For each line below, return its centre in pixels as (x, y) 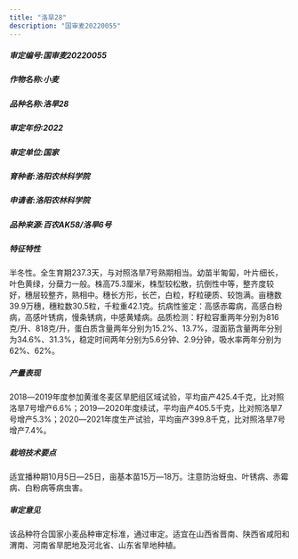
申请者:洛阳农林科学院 (50, 201)
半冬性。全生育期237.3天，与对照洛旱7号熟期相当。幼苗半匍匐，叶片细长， (146, 273)
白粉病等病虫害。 (56, 488)
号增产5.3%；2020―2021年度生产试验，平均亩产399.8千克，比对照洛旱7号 (148, 419)
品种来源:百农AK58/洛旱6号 (60, 225)
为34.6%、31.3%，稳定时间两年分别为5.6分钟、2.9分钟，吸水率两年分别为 (145, 340)
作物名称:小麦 (34, 79)
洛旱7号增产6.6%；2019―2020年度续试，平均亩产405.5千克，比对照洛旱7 (146, 408)
